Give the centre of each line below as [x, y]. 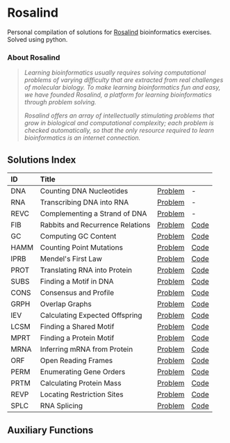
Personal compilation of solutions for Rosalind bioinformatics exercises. [109, 32]
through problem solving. [60, 102]
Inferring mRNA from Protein [87, 349]
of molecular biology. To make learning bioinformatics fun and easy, [122, 88]
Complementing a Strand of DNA [93, 214]
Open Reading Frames [76, 361]
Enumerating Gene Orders [83, 372]
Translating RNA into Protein [86, 271]
